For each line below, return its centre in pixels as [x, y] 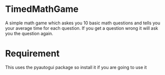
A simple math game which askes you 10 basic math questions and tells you [83, 23]
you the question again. [29, 33]
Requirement [32, 54]
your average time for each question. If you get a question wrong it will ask [82, 28]
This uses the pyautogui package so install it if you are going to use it [76, 67]
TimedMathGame [42, 9]
